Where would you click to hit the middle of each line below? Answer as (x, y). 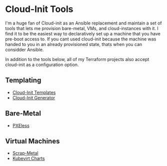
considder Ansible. (24, 49)
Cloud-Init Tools (39, 9)
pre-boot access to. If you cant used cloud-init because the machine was (81, 39)
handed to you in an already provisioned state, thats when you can (74, 44)
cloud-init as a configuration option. (42, 64)
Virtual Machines (32, 141)
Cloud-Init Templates (34, 92)
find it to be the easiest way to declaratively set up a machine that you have (83, 33)
